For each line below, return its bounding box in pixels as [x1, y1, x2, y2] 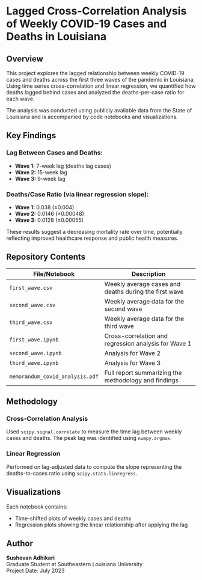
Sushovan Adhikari [6, 554, 55, 561]
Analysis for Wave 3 [104, 359, 161, 367]
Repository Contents [6, 252, 86, 262]
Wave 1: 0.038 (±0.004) [14, 203, 75, 211]
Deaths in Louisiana [6, 30, 107, 43]
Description [131, 269, 166, 278]
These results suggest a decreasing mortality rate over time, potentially [6, 228, 183, 235]
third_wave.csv [9, 319, 53, 326]
